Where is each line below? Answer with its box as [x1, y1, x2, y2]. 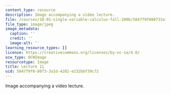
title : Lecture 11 [5, 64, 44, 69]
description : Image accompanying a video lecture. [5, 12, 115, 17]
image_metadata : [5, 26, 40, 32]
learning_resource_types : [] [5, 45, 67, 50]
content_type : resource [5, 7, 56, 13]
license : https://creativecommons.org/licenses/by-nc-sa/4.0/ [5, 50, 140, 55]
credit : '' [10, 36, 33, 41]
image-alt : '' [10, 41, 40, 46]
